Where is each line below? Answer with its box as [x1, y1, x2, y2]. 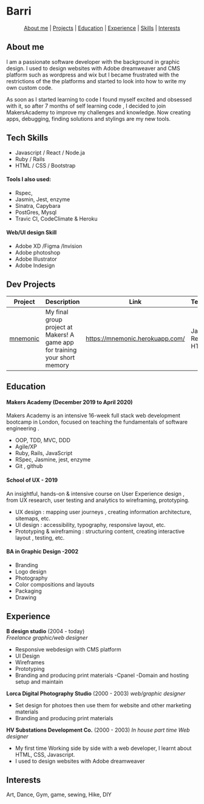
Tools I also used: [6, 176, 52, 183]
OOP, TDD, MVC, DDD [15, 436, 71, 444]
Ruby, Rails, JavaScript [15, 450, 73, 457]
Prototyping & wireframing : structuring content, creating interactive [15, 527, 185, 535]
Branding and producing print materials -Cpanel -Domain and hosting [15, 672, 189, 679]
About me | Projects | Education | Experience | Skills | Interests [24, 24, 180, 32]
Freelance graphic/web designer [6, 634, 88, 641]
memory [45, 360, 70, 369]
